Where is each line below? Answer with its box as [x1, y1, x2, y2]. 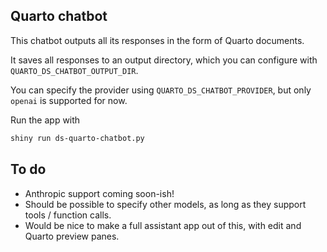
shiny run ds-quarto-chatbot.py [10, 133, 145, 143]
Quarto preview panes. [24, 230, 120, 242]
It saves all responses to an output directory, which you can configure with [10, 54, 318, 66]
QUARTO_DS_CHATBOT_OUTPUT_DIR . [10, 64, 139, 76]
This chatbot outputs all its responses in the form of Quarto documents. [10, 34, 305, 46]
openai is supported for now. [10, 94, 128, 106]
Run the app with [10, 114, 81, 126]
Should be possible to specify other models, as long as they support [24, 198, 307, 210]
